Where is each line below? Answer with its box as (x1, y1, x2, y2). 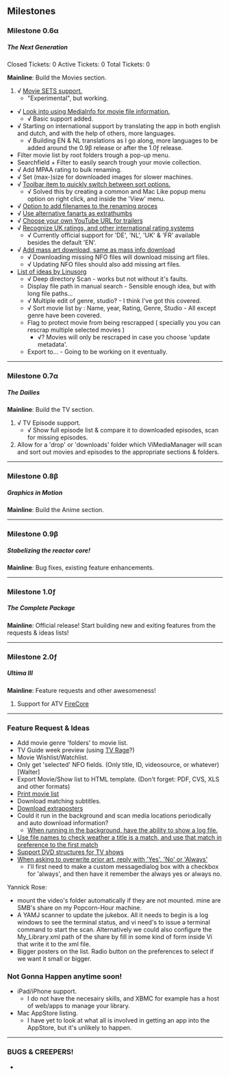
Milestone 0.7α (7, 371, 59, 381)
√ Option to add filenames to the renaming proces (16, 202, 158, 210)
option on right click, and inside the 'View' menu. (27, 195, 166, 203)
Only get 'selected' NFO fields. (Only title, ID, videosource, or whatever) (16, 761, 220, 769)
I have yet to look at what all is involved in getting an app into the (27, 1016, 210, 1025)
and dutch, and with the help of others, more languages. (16, 130, 176, 138)
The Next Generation (7, 42, 68, 51)
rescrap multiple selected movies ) (27, 326, 125, 334)
